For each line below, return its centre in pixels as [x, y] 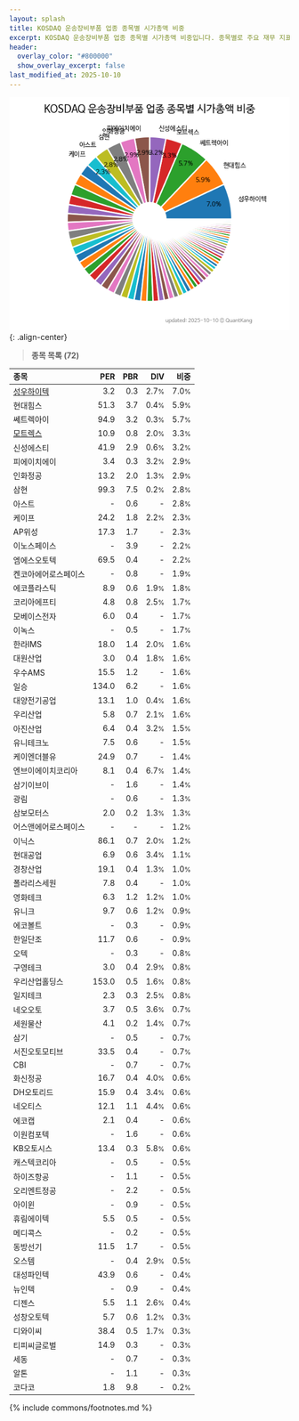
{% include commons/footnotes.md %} [81, 1408]
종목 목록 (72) [55, 355]
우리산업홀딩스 [38, 982]
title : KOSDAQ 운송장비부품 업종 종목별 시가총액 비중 [97, 28]
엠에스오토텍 [35, 560]
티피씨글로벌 [35, 1345]
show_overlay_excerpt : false [71, 66]
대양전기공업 [35, 701]
